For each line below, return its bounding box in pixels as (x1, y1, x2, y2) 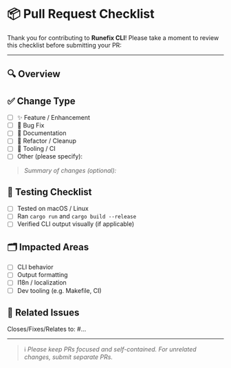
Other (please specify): (16, 152, 83, 161)
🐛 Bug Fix (16, 121, 45, 130)
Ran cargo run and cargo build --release (16, 212, 137, 221)
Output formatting (16, 271, 68, 279)
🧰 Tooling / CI (16, 145, 56, 153)
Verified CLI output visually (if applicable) (16, 220, 135, 228)
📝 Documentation (16, 129, 67, 137)
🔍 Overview (7, 68, 60, 80)
